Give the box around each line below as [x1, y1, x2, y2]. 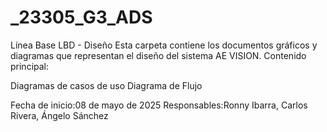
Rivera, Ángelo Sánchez [10, 109, 109, 121]
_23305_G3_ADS [10, 6, 153, 29]
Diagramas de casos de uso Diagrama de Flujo [10, 79, 203, 91]
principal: [10, 60, 50, 72]
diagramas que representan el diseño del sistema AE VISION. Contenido [10, 49, 307, 61]
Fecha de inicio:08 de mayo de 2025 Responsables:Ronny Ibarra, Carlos [10, 99, 308, 111]
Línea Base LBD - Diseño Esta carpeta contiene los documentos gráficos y [10, 39, 318, 51]
